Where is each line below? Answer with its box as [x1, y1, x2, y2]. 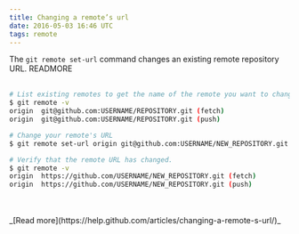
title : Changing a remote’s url [9, 12, 129, 22]
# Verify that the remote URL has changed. [9, 155, 174, 165]
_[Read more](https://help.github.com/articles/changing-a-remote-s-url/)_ [9, 215, 281, 226]
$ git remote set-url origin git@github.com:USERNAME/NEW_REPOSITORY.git [9, 139, 289, 148]
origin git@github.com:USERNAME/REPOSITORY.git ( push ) [9, 115, 221, 124]
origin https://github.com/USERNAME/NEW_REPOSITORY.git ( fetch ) [9, 172, 256, 181]
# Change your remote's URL [9, 131, 114, 140]
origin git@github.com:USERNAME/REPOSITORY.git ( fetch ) [9, 107, 225, 116]
